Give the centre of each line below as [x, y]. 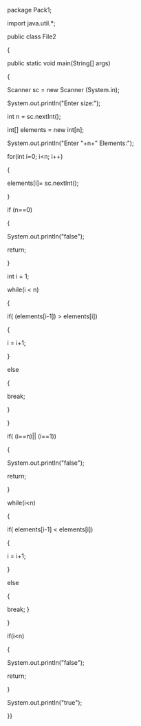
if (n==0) [20, 210]
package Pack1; [30, 10]
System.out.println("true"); [45, 703]
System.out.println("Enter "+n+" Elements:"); [70, 143]
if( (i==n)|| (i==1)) [32, 436]
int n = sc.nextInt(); [34, 117]
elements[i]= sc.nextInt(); [43, 183]
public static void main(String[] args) [59, 63]
